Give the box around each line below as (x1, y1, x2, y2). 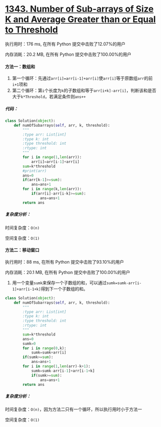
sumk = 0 (22, 341, 36, 346)
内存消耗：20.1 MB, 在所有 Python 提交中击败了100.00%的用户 (5, 269, 130, 275)
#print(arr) (22, 168, 47, 173)
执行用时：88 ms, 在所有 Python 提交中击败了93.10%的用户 (5, 259, 124, 265)
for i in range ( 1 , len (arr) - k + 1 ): (22, 364, 91, 369)
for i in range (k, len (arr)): (22, 187, 82, 192)
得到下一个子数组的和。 (40, 286, 88, 292)
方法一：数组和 (5, 64, 35, 69)
